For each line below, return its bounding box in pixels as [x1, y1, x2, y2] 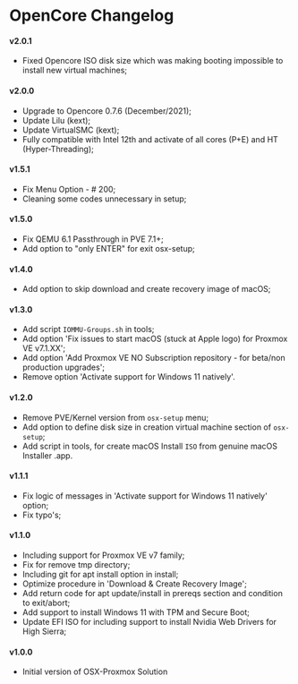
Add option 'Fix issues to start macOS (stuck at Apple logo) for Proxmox [21, 333, 288, 345]
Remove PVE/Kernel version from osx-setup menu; [21, 412, 209, 423]
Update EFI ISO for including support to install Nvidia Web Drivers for [21, 617, 277, 628]
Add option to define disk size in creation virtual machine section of [21, 422, 271, 432]
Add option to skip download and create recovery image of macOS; [21, 284, 271, 295]
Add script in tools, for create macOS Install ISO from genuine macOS [21, 440, 278, 451]
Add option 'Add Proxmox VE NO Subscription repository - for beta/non [21, 353, 285, 363]
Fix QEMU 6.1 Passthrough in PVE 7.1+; [21, 234, 164, 244]
